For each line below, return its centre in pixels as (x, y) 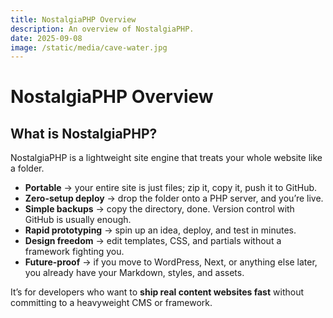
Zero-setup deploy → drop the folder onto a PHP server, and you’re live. (174, 198)
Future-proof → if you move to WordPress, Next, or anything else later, (171, 262)
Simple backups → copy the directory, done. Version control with (159, 209)
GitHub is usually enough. (78, 220)
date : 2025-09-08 (46, 38)
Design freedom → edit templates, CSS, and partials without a (153, 241)
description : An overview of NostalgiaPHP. (102, 29)
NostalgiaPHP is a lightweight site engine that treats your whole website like (166, 158)
